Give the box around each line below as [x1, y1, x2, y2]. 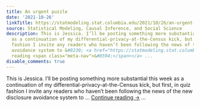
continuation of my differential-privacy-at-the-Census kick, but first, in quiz [6, 81, 191, 88]
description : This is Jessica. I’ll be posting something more [6, 31, 167, 37]
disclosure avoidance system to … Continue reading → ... [6, 93, 146, 101]
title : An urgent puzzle [6, 8, 68, 15]
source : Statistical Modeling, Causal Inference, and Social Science [6, 25, 183, 32]
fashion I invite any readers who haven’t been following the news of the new [6, 87, 193, 95]
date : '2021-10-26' [6, 14, 55, 20]
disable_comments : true [6, 58, 65, 64]
